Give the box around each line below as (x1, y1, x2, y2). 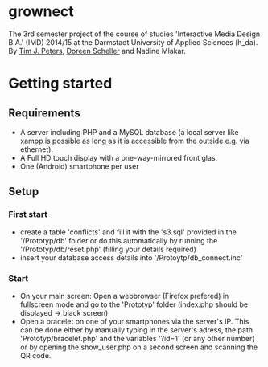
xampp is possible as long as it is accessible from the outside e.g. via (19, 136, 249, 145)
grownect (8, 2, 74, 21)
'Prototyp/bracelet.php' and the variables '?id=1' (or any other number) (19, 333, 255, 343)
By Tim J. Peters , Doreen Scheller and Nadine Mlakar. (8, 46, 187, 55)
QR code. (19, 350, 52, 360)
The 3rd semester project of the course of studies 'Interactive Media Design (8, 29, 261, 39)
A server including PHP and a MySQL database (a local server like (19, 127, 239, 137)
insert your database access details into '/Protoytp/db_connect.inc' (19, 252, 243, 263)
